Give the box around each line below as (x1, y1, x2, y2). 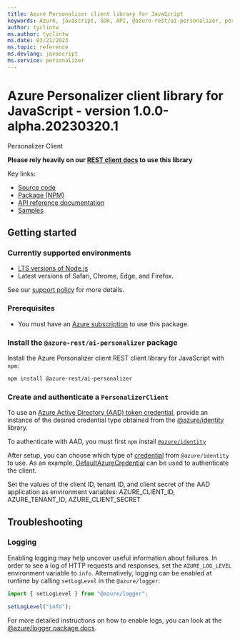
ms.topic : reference (7, 44, 69, 51)
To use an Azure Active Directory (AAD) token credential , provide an (7, 408, 209, 417)
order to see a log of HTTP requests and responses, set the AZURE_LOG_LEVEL (7, 561, 232, 570)
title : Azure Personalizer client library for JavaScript (7, 10, 184, 18)
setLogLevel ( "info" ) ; (7, 603, 72, 610)
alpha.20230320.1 (7, 118, 119, 134)
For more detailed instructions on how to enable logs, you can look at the (7, 615, 222, 625)
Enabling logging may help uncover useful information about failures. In (7, 553, 218, 562)
